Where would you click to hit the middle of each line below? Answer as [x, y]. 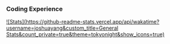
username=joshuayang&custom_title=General [62, 28]
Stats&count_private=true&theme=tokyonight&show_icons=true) [86, 34]
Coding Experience [35, 9]
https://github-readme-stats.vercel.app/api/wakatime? [93, 22]
